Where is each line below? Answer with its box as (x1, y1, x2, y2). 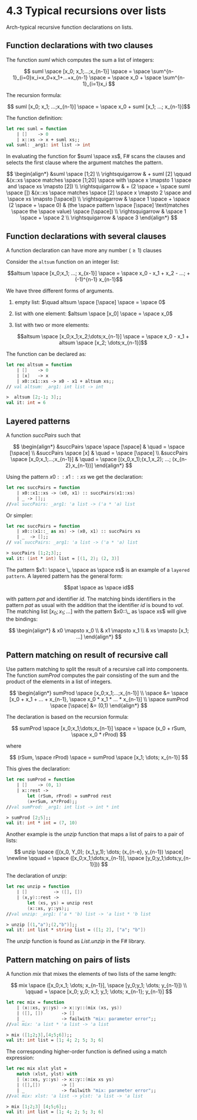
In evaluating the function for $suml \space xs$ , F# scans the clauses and (6, 153, 185, 160)
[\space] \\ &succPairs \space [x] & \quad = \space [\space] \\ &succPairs (9, 449, 188, 456)
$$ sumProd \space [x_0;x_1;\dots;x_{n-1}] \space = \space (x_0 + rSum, (11, 725, 186, 732)
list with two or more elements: (14, 322, 90, 329)
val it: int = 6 (6, 400, 46, 406)
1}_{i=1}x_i (82, 80, 108, 87)
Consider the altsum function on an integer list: (6, 258, 119, 265)
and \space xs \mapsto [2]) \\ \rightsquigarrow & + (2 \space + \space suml (8, 183, 190, 190)
